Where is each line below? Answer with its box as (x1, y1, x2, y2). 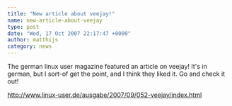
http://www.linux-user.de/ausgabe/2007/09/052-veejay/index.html (7, 91, 202, 99)
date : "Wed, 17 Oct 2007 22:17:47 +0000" (7, 29, 132, 37)
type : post (7, 23, 40, 30)
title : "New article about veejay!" (7, 10, 115, 18)
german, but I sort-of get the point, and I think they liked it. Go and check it (7, 69, 225, 78)
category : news (7, 43, 52, 50)
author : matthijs (7, 37, 59, 44)
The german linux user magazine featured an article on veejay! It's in (7, 62, 207, 70)
